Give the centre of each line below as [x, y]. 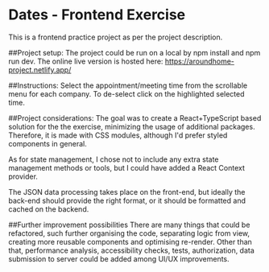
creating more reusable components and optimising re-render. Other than [130, 241]
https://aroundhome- [200, 61]
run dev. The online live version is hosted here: [86, 61]
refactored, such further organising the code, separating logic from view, [129, 233]
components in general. [48, 143]
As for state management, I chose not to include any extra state [114, 159]
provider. [23, 176]
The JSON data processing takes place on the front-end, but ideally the [127, 192]
